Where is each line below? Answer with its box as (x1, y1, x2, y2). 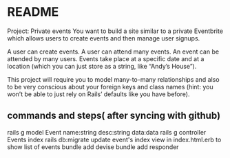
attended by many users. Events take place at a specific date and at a (7, 54, 205, 63)
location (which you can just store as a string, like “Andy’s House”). (7, 62, 197, 70)
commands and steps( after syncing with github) (7, 110, 221, 122)
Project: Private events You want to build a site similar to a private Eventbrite (7, 27, 224, 35)
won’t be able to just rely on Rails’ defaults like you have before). (7, 90, 190, 98)
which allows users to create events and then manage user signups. (7, 34, 200, 42)
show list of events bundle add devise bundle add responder (7, 142, 179, 151)
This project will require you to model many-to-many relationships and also (7, 75, 220, 83)
